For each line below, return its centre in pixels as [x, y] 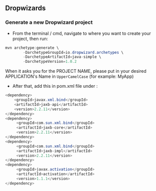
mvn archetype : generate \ [32, 48]
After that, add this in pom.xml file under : [55, 86]
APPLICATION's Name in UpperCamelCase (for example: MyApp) [70, 76]
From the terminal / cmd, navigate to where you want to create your [81, 33]
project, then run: [30, 38]
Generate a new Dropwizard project [49, 22]
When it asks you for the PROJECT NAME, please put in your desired [76, 71]
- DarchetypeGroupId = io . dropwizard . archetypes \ [73, 52]
